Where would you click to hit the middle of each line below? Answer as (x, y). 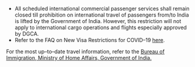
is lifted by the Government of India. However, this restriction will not (98, 21)
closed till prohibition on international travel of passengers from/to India (102, 15)
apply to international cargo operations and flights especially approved (101, 27)
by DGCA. (27, 34)
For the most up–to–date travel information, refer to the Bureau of (85, 52)
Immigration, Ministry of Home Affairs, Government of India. (79, 58)
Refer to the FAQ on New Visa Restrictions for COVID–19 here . (90, 40)
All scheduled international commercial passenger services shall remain (102, 9)
